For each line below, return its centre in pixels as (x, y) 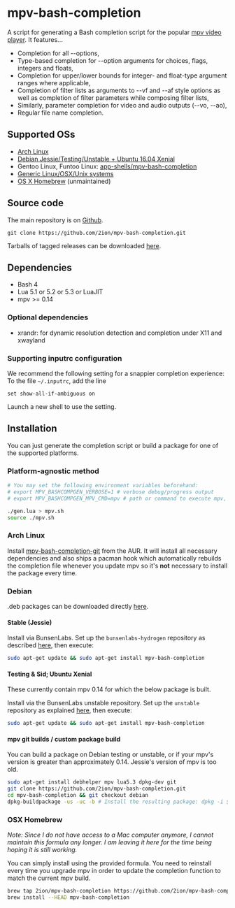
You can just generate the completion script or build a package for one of (113, 445)
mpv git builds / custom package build (64, 739)
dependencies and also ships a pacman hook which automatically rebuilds (114, 558)
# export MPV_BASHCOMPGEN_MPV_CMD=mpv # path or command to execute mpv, (117, 498)
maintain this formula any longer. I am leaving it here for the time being (109, 842)
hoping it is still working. (42, 850)
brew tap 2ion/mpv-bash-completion (59, 891)
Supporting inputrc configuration (65, 358)
